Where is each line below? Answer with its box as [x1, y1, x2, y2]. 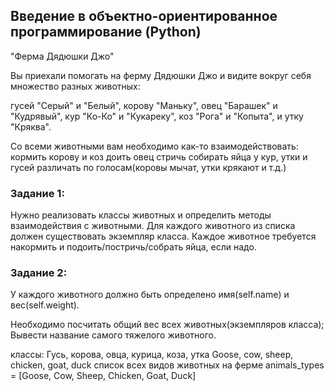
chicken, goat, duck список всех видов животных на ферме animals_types [10, 359, 325, 371]
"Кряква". [10, 120, 52, 133]
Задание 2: [10, 266, 68, 280]
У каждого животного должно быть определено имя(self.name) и [10, 289, 290, 301]
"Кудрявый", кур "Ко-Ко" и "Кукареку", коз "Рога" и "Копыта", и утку [10, 110, 304, 122]
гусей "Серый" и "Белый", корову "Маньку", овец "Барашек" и [10, 99, 278, 111]
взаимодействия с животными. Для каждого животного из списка [10, 220, 296, 232]
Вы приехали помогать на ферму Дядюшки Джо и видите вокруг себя [10, 69, 312, 81]
